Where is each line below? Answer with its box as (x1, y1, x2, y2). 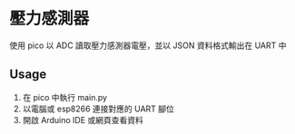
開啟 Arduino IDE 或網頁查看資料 (22, 114, 143, 125)
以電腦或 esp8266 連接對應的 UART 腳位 (22, 103, 175, 114)
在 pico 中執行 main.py (22, 91, 107, 102)
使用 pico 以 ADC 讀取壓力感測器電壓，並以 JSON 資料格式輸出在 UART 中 (9, 40, 287, 51)
